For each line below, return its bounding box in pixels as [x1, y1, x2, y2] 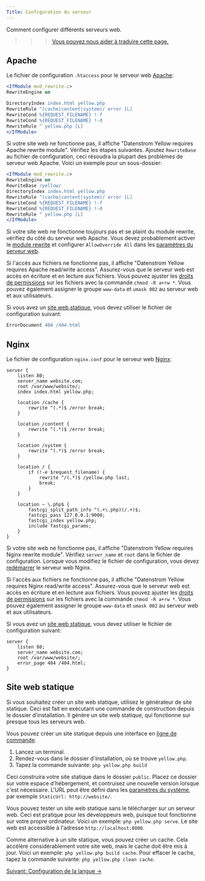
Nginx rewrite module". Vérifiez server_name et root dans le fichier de [6, 551, 181, 558]
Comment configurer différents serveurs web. [6, 26, 122, 33]
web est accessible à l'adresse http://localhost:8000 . [6, 824, 145, 831]
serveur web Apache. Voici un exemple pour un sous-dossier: [6, 159, 162, 167]
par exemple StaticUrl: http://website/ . [6, 792, 112, 800]
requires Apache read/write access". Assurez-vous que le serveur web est [6, 266, 195, 273]
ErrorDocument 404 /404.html [6, 322, 81, 329]
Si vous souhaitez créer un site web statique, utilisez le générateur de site [6, 698, 192, 706]
